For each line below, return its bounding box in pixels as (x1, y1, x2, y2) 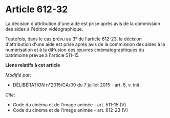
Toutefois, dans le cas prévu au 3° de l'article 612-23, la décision (5, 36, 142, 42)
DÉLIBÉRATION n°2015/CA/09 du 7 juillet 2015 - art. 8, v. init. (12, 82, 141, 88)
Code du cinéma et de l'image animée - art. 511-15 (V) (12, 101, 126, 108)
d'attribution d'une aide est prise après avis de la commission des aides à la (5, 41, 165, 47)
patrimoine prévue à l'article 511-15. (5, 52, 80, 58)
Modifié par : (5, 72, 32, 78)
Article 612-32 (5, 4, 68, 15)
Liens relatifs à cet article (5, 62, 60, 68)
